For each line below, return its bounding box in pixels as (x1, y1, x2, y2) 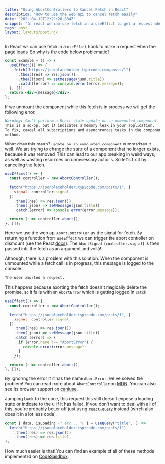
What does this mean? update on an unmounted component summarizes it (5, 141, 151, 147)
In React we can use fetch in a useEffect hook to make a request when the (5, 44, 156, 49)
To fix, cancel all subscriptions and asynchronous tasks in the (5, 127, 141, 133)
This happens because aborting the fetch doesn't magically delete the (5, 284, 147, 290)
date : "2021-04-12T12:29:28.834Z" (5, 16, 76, 21)
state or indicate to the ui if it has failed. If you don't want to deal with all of (5, 401, 156, 407)
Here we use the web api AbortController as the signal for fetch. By (5, 230, 142, 236)
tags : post (5, 26, 27, 30)
